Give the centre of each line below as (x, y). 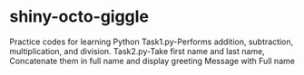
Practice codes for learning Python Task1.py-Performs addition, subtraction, (152, 42)
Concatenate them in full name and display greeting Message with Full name (152, 61)
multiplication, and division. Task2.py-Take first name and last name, (137, 51)
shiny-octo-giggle (79, 17)
